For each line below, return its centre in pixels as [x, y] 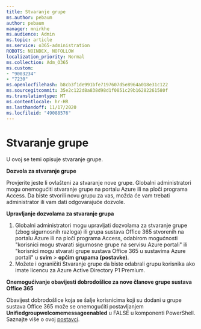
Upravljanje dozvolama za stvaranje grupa [60, 214]
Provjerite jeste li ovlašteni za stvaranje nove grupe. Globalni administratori [99, 183]
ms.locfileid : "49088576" [39, 113]
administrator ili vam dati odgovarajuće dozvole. [66, 202]
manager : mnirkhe [28, 29]
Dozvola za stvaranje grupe [41, 171]
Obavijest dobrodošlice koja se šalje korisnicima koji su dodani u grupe [94, 300]
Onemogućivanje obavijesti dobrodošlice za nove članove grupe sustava [99, 282]
